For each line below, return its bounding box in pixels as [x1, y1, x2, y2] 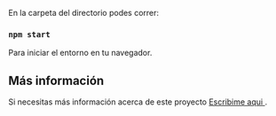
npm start [8, 29, 51, 39]
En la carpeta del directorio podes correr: [8, 8, 160, 18]
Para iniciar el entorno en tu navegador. [8, 48, 153, 58]
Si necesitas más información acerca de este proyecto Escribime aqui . [8, 97, 268, 107]
